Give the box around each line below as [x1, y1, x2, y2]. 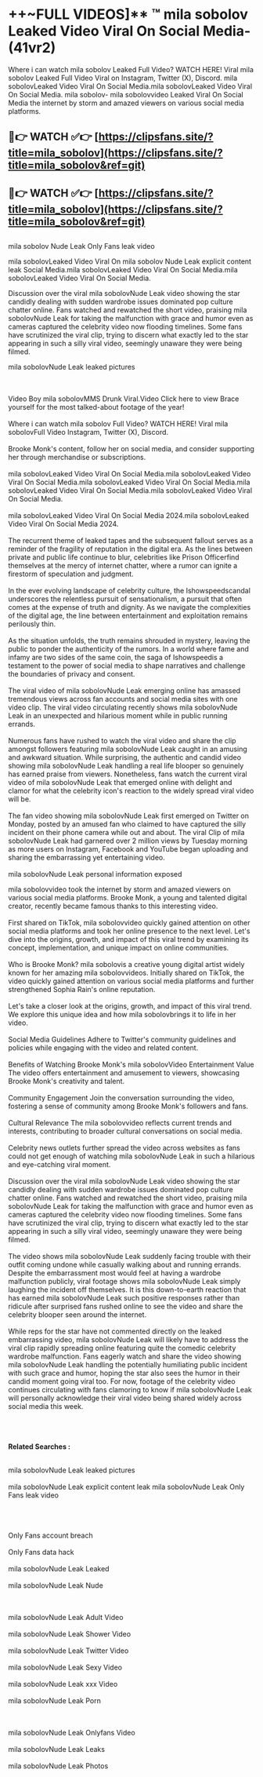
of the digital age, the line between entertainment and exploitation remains [8, 611, 248, 621]
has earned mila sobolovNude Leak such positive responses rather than [8, 1294, 240, 1303]
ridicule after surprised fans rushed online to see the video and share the [8, 1301, 243, 1312]
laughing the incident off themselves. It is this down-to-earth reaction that [8, 1285, 247, 1294]
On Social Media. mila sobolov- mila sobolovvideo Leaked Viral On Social [8, 89, 244, 99]
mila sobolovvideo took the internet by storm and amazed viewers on [8, 885, 231, 894]
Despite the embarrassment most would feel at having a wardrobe [8, 1268, 222, 1278]
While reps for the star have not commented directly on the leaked [8, 1326, 222, 1336]
